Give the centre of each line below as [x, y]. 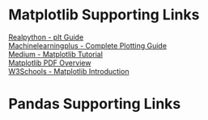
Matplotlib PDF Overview [50, 63]
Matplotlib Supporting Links [104, 15]
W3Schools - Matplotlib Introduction [69, 71]
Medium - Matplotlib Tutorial [56, 54]
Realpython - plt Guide [46, 37]
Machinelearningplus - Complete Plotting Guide [88, 45]
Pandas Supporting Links [95, 104]
